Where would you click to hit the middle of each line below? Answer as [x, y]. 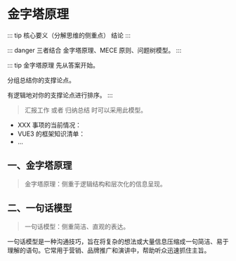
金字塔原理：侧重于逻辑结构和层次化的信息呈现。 [95, 184]
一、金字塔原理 [40, 166]
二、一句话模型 [40, 208]
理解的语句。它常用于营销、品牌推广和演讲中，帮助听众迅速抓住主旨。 [109, 250]
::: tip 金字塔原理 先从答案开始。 [53, 65]
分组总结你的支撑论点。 [41, 80]
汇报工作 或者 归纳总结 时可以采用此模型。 [86, 110]
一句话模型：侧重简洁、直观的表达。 [77, 227]
